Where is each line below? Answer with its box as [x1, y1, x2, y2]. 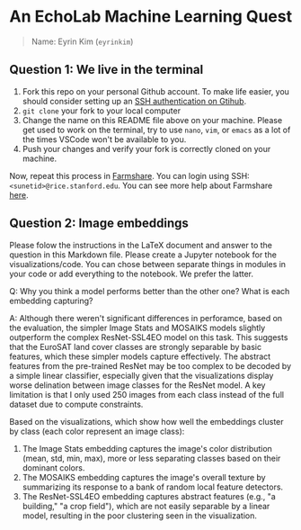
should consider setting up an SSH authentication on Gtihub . [22, 95, 247, 106]
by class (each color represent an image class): [9, 426, 185, 436]
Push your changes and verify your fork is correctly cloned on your [22, 143, 271, 154]
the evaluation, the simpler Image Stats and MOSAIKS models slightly [9, 322, 266, 333]
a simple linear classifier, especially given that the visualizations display [9, 370, 274, 381]
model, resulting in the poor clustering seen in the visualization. [22, 510, 258, 521]
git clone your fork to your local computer [22, 105, 181, 116]
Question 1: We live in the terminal [9, 62, 204, 77]
